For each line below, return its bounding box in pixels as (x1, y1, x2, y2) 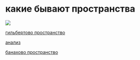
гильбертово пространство (5, 29, 66, 36)
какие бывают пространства (5, 3, 135, 15)
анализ (5, 39, 21, 45)
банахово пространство (5, 49, 58, 55)
